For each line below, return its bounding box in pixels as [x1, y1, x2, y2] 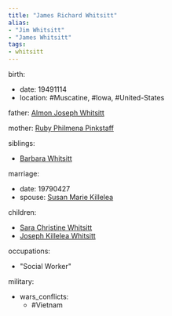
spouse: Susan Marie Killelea [19, 193, 114, 202]
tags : [8, 41, 26, 49]
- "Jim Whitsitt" [8, 26, 65, 34]
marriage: [8, 169, 40, 178]
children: [8, 208, 37, 216]
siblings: [8, 139, 35, 147]
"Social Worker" [19, 262, 72, 271]
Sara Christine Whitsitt [19, 223, 93, 232]
